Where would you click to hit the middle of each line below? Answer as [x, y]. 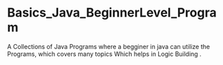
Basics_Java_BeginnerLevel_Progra [112, 13]
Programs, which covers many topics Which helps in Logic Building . [104, 54]
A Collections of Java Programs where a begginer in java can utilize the [109, 46]
